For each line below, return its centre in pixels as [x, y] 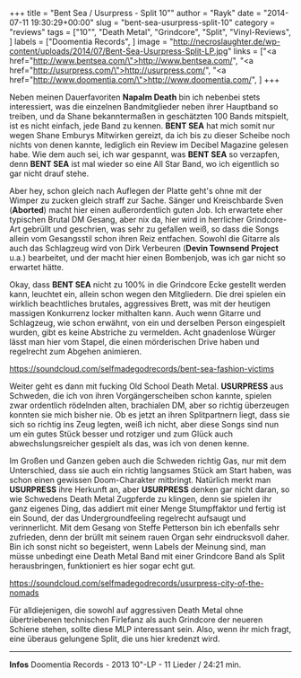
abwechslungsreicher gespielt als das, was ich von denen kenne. [129, 443]
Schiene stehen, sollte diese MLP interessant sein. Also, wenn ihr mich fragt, [150, 629]
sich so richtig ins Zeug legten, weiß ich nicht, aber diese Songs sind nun [144, 424]
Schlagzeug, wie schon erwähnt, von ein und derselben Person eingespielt [147, 323]
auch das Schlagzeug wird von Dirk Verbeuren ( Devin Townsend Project [144, 248]
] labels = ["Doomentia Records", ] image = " [91, 41]
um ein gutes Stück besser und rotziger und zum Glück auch [121, 434]
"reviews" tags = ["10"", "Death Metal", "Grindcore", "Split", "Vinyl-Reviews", [150, 32]
